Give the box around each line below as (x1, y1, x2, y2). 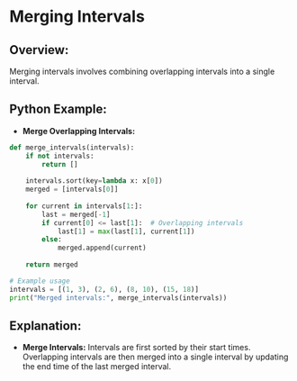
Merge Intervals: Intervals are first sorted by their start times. (22, 342, 251, 353)
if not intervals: (25, 151, 94, 160)
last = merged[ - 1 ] (41, 210, 111, 219)
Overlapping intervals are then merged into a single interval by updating (22, 351, 289, 362)
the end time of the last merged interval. (22, 361, 172, 372)
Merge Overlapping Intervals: (22, 125, 136, 136)
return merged (25, 260, 78, 269)
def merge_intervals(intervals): (9, 142, 135, 152)
